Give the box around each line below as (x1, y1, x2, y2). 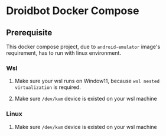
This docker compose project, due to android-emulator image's (6, 43, 161, 50)
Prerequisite (6, 28, 53, 38)
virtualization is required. (14, 84, 81, 91)
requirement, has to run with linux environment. (6, 49, 121, 57)
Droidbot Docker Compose (6, 4, 139, 18)
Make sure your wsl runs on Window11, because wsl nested (14, 78, 160, 85)
